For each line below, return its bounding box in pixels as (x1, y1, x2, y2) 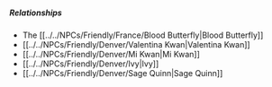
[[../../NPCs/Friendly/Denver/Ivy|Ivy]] (22, 58, 159, 69)
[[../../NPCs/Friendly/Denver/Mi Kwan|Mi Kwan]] (22, 48, 201, 59)
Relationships (9, 7, 63, 18)
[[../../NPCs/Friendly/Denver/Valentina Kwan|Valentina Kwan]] (22, 39, 250, 49)
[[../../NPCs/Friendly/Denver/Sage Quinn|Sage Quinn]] (22, 67, 223, 78)
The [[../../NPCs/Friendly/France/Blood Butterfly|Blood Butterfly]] (22, 30, 264, 40)
